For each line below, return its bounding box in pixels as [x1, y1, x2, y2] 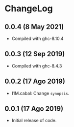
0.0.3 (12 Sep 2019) [4, 50, 65, 58]
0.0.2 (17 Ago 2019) [4, 77, 66, 86]
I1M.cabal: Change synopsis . [11, 90, 70, 96]
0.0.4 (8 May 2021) [4, 23, 64, 31]
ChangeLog [4, 3, 53, 14]
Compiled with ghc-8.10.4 [11, 35, 64, 41]
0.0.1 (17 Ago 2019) [4, 104, 64, 113]
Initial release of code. [11, 118, 57, 124]
